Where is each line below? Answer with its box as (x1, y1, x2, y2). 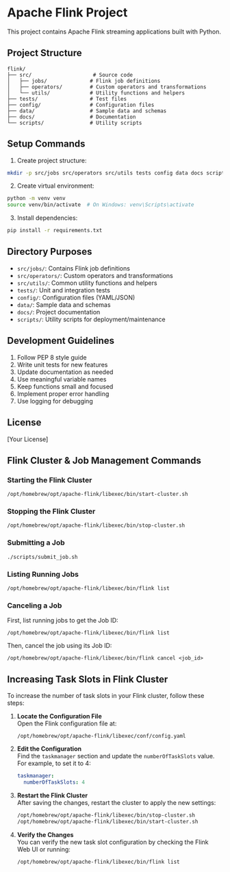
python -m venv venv (7, 195, 66, 202)
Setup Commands (7, 138, 86, 150)
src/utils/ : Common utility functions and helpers (16, 279, 157, 287)
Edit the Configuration (16, 745, 82, 753)
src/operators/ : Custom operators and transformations (16, 271, 173, 279)
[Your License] (7, 435, 49, 443)
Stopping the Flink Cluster (7, 507, 96, 516)
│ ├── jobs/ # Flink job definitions (7, 77, 161, 84)
